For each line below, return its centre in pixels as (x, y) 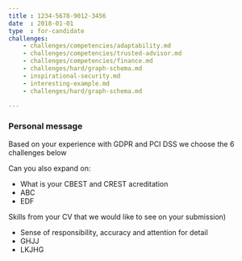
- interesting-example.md (67, 83)
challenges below (38, 152)
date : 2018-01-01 (41, 23)
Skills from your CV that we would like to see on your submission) (117, 217)
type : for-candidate (46, 31)
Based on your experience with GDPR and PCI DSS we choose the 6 (121, 144)
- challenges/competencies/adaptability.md (97, 46)
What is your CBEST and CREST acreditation (94, 183)
